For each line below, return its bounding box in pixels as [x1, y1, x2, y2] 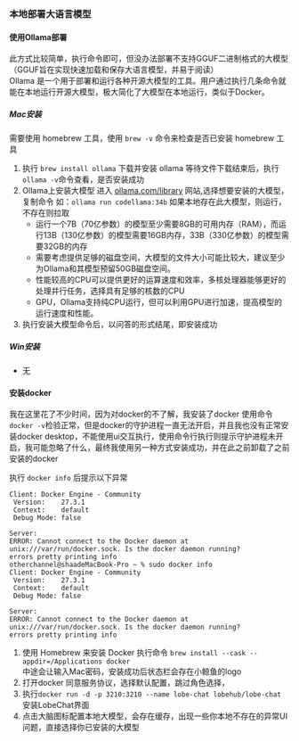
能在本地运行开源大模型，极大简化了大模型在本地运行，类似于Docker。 [9, 86, 270, 97]
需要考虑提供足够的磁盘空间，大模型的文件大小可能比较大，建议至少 [35, 252, 286, 263]
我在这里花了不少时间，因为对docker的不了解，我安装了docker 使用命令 [9, 408, 273, 420]
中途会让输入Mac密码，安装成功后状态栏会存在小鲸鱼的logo [21, 666, 242, 677]
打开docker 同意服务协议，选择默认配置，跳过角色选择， [21, 678, 230, 688]
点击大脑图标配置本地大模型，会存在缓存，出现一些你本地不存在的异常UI [21, 711, 287, 721]
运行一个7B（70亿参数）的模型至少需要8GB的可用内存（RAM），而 [35, 218, 279, 229]
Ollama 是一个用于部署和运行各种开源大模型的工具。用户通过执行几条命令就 [9, 76, 287, 86]
